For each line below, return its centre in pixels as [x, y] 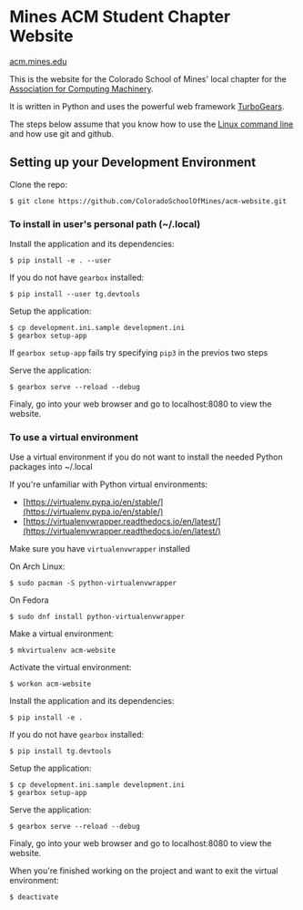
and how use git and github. [62, 133]
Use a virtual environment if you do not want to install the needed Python [146, 457]
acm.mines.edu [38, 61]
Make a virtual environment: [62, 634]
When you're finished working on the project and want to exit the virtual [144, 871]
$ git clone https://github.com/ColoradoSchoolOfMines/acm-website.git [148, 201]
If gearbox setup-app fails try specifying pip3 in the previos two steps [139, 353]
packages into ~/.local [51, 467]
